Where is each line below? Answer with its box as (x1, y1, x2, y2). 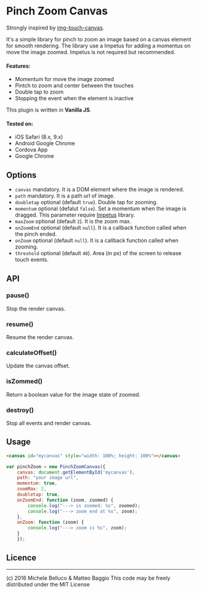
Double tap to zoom (14, 88, 64, 95)
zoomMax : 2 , (17, 486, 47, 492)
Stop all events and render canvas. (6, 420, 92, 427)
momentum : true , (17, 480, 58, 487)
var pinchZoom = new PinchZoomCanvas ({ (6, 463, 106, 469)
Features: (6, 62, 31, 70)
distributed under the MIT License (6, 580, 90, 588)
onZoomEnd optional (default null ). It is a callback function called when (14, 224, 187, 232)
